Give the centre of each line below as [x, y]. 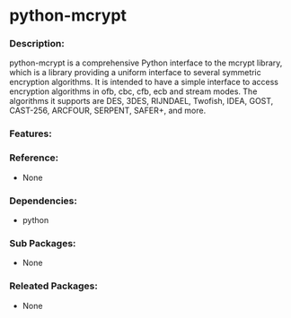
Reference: [34, 158]
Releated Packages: [54, 286]
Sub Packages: [43, 243]
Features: [31, 133]
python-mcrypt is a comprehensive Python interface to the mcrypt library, [146, 63]
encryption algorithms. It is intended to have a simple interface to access [144, 82]
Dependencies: [44, 201]
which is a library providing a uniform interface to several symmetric [136, 73]
